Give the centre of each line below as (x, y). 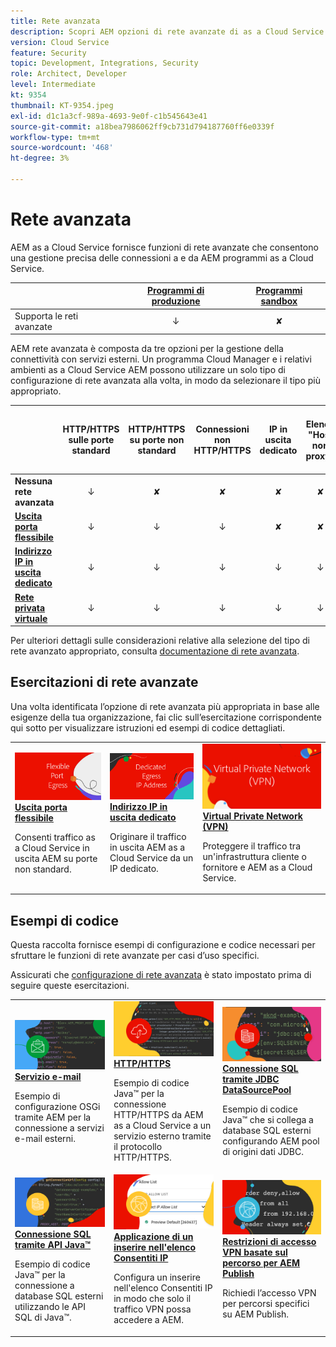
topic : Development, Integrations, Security (104, 63)
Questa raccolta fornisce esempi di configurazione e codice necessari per (163, 945)
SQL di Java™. (43, 1317)
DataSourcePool (257, 1089)
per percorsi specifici (266, 1304)
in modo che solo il (152, 1299)
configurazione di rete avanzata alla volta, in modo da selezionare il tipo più (165, 381)
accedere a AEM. (148, 1320)
